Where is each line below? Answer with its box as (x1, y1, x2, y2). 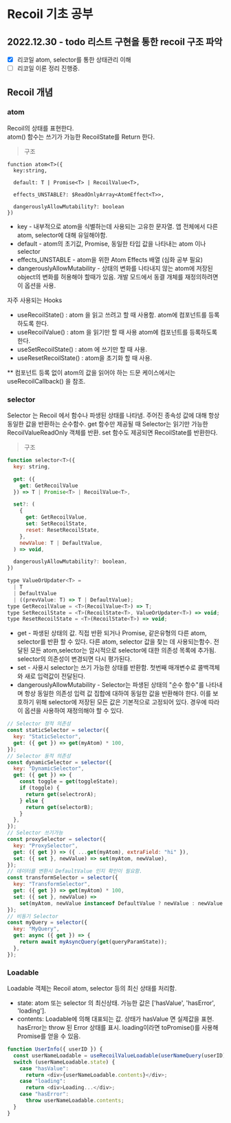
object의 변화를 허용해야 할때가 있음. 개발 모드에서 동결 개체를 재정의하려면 (16, 272, 219, 281)
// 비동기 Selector (7, 913, 58, 920)
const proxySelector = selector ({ (7, 836, 107, 843)
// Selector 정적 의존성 (7, 720, 71, 728)
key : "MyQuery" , (13, 926, 60, 933)
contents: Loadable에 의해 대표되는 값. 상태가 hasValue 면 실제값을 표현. (16, 1015, 214, 1023)
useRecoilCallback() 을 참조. (7, 377, 86, 385)
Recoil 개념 (7, 86, 54, 98)
